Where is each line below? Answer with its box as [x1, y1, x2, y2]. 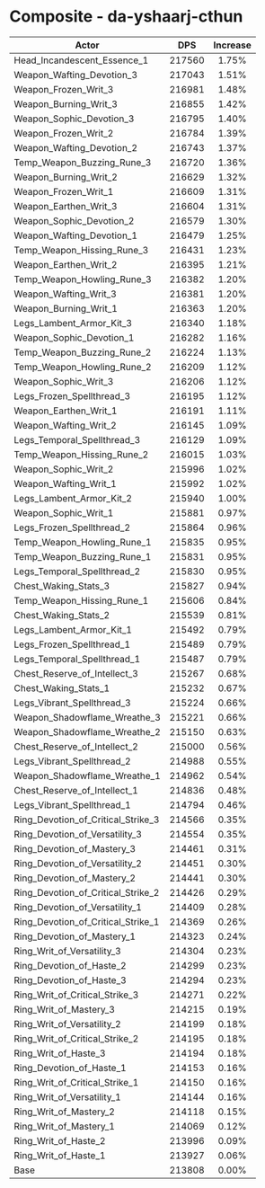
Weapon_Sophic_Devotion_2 [13, 214, 135, 226]
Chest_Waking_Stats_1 [13, 681, 110, 694]
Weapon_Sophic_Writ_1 [13, 506, 114, 519]
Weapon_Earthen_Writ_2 [13, 258, 118, 270]
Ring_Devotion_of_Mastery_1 [13, 930, 137, 943]
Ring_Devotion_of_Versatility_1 [13, 900, 142, 913]
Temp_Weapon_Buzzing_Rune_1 [13, 550, 152, 563]
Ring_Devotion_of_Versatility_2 [13, 856, 142, 869]
